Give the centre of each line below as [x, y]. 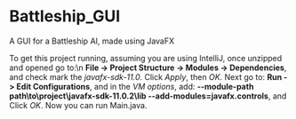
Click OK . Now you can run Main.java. [78, 105]
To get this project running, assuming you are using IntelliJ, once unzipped [146, 58]
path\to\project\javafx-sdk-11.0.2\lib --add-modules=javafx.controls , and [148, 96]
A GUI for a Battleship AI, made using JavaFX [92, 41]
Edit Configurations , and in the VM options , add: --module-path [135, 86]
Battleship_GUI [65, 16]
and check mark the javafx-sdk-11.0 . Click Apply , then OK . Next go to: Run [146, 76]
